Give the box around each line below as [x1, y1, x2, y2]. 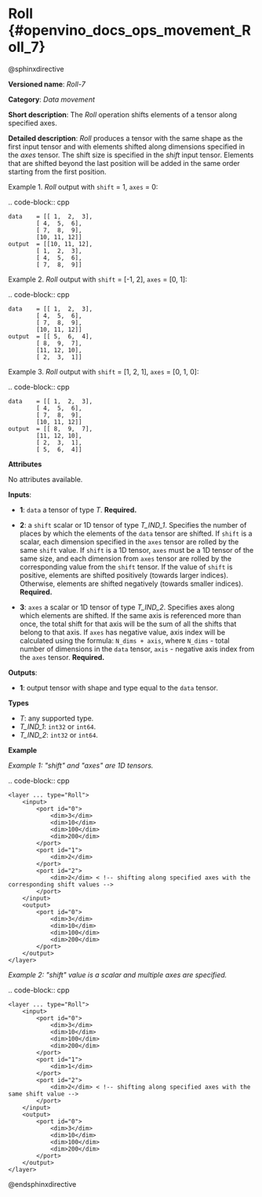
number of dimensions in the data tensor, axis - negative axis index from [19, 644, 255, 654]
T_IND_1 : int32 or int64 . [19, 721, 96, 731]
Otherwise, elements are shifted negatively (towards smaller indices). [19, 579, 244, 588]
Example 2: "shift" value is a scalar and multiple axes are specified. [8, 970, 227, 979]
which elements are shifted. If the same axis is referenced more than [19, 610, 242, 620]
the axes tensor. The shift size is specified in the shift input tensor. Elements [8, 150, 254, 160]
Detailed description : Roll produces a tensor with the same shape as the [8, 133, 243, 142]
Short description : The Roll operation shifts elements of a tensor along [8, 109, 238, 119]
